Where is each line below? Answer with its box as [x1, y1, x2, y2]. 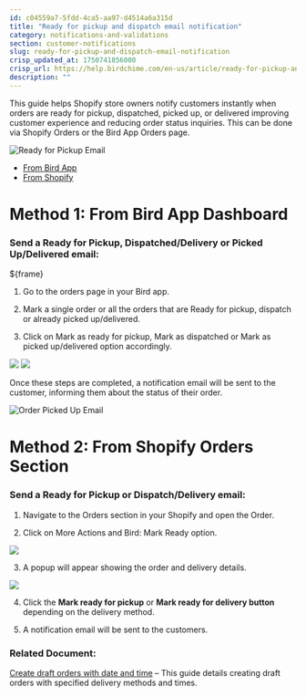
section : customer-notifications [9, 38, 137, 48]
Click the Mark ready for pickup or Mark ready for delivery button [22, 597, 275, 608]
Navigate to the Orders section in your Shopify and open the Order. [22, 509, 275, 520]
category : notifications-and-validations [9, 30, 169, 39]
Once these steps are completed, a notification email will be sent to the [9, 378, 276, 389]
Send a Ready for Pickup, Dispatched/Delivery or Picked [9, 236, 263, 249]
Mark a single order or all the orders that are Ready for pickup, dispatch [22, 304, 291, 315]
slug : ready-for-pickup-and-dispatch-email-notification [9, 47, 230, 57]
